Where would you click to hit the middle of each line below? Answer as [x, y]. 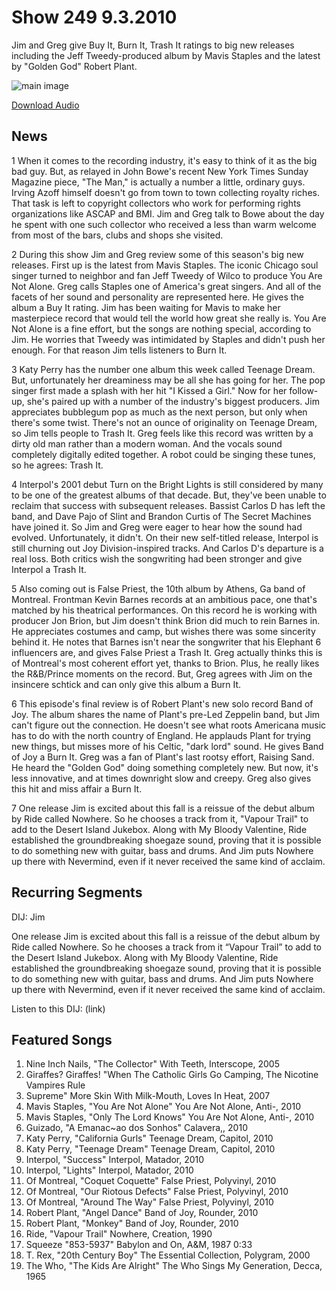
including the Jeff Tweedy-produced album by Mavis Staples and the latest [166, 55]
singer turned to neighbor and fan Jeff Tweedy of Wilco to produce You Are [167, 275]
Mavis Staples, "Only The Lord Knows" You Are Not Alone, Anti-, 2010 [170, 1117]
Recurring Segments [77, 892]
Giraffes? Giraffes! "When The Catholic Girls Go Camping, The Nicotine [172, 1075]
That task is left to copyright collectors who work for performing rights [156, 203]
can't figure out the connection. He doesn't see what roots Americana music [169, 725]
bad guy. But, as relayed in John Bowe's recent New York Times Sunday [160, 171]
